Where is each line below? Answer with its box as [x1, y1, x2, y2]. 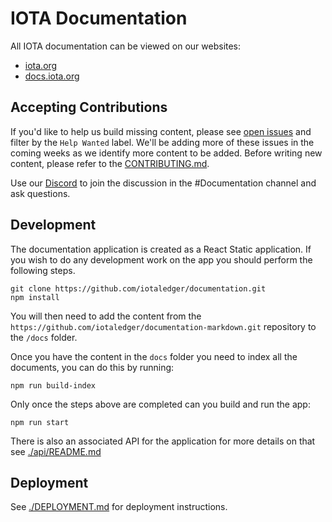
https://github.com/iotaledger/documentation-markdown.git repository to [10, 320, 317, 332]
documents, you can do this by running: [10, 361, 175, 373]
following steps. [10, 264, 76, 276]
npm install [10, 292, 60, 302]
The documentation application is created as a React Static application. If [10, 243, 312, 255]
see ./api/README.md [10, 445, 102, 457]
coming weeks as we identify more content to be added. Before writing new [10, 147, 323, 159]
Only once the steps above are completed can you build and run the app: [10, 398, 311, 410]
